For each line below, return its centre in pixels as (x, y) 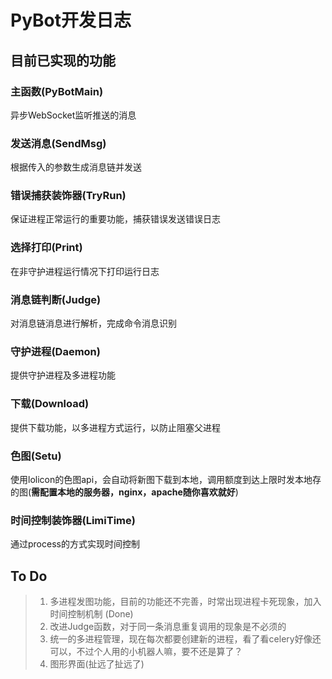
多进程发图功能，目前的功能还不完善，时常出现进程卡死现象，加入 (185, 602)
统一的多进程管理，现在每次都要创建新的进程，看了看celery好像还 (185, 639)
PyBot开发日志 (71, 20)
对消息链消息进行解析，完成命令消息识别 (93, 323)
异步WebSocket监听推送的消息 (73, 115)
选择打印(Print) (46, 248)
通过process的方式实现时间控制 (75, 544)
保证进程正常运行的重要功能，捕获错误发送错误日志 (115, 219)
